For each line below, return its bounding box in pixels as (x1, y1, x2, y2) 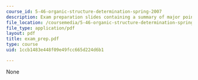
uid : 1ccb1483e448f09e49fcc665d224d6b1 (6, 47, 104, 53)
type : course (6, 42, 38, 48)
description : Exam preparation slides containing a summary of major (6, 14, 181, 20)
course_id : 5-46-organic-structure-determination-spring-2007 (6, 8, 162, 15)
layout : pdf (6, 31, 35, 36)
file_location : (6, 19, 44, 25)
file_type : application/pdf (6, 25, 75, 31)
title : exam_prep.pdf (6, 36, 60, 42)
